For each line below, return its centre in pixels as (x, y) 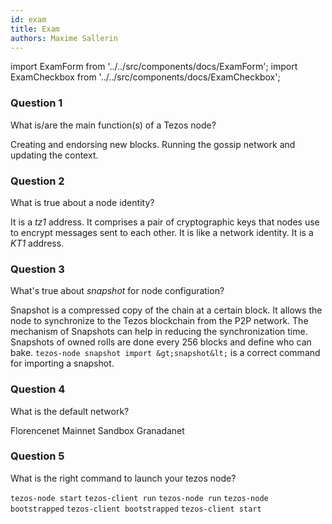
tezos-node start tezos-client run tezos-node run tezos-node (139, 498)
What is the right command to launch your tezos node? (123, 478)
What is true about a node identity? (82, 202)
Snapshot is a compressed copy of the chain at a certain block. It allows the (166, 310)
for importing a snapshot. (62, 363)
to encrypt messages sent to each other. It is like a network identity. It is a (162, 232)
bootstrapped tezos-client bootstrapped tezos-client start (136, 509)
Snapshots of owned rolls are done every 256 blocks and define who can (161, 342)
